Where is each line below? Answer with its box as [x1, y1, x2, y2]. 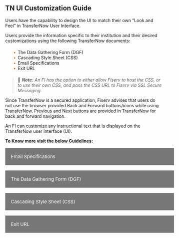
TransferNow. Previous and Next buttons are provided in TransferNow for [5, 108, 156, 114]
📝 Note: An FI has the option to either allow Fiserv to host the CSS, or [17, 77, 161, 83]
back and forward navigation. [5, 113, 66, 119]
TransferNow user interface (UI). [5, 128, 72, 134]
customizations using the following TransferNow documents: [5, 38, 130, 44]
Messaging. [17, 87, 42, 93]
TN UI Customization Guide [5, 4, 91, 13]
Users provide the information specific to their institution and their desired [5, 32, 157, 38]
